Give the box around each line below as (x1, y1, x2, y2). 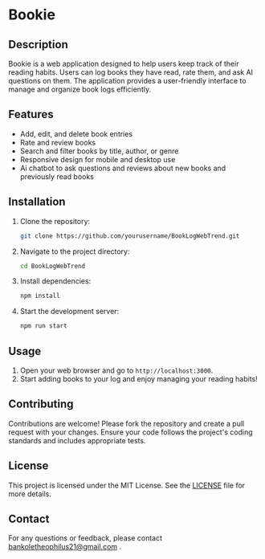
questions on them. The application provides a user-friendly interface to (8, 76, 247, 85)
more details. (8, 488, 52, 499)
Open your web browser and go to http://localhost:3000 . (19, 365, 214, 375)
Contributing (8, 398, 74, 411)
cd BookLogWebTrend (19, 262, 86, 270)
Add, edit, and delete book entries (19, 129, 133, 138)
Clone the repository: (19, 216, 91, 226)
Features (8, 108, 54, 121)
